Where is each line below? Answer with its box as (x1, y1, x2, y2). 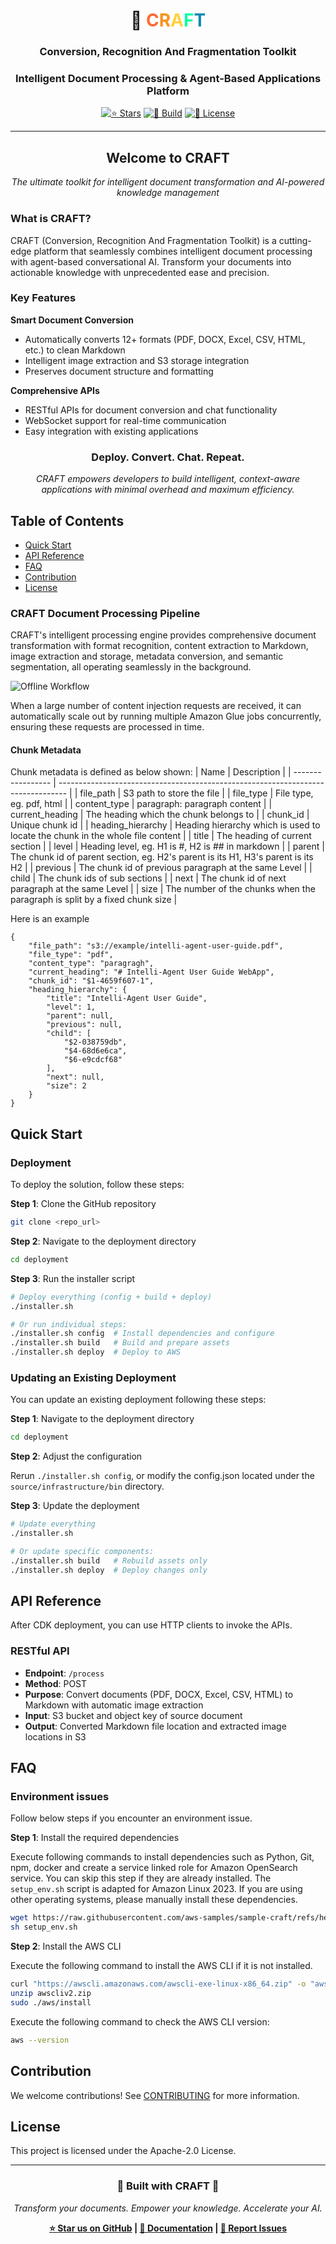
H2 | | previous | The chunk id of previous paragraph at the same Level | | (10, 862, 313, 874)
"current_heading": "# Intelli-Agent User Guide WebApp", (28, 967, 275, 978)
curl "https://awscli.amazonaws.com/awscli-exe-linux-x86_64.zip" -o (10, 1979, 307, 1989)
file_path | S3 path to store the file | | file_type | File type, (79, 787, 314, 799)
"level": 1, (46, 1002, 97, 1013)
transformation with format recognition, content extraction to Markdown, (10, 640, 309, 652)
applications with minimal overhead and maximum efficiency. (41, 484, 295, 496)
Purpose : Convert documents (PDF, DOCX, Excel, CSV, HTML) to (24, 1688, 294, 1700)
